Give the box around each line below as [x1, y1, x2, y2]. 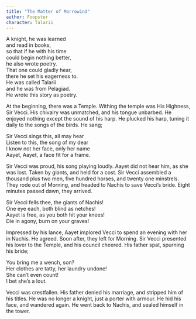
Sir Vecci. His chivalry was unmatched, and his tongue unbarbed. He [6, 109, 172, 116]
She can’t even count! [6, 272, 59, 279]
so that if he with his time [6, 48, 67, 55]
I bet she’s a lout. [6, 277, 47, 284]
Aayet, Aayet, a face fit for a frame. [6, 152, 91, 159]
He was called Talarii [6, 79, 56, 86]
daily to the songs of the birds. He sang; [6, 121, 103, 129]
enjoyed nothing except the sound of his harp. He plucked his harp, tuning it [6, 115, 190, 122]
